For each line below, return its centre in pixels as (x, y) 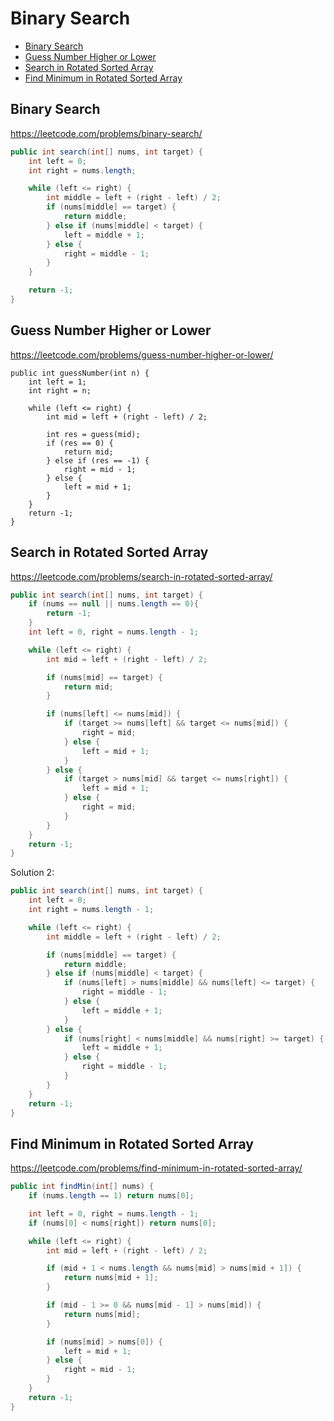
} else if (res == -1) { (98, 460)
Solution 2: (32, 873)
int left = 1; (57, 382)
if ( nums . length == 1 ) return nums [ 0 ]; (111, 1196)
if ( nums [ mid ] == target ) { (104, 677)
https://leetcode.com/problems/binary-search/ (106, 133)
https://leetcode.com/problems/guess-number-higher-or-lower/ (142, 354)
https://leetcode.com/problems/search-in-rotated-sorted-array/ (141, 576)
